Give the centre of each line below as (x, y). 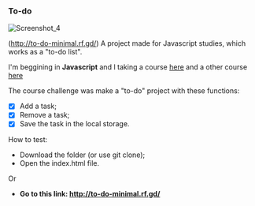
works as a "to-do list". (45, 52)
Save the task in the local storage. (74, 124)
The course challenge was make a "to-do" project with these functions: (124, 91)
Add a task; (38, 106)
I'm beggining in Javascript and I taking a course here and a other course (128, 67)
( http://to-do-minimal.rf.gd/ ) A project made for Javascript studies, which (127, 43)
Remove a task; (44, 115)
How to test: (28, 140)
